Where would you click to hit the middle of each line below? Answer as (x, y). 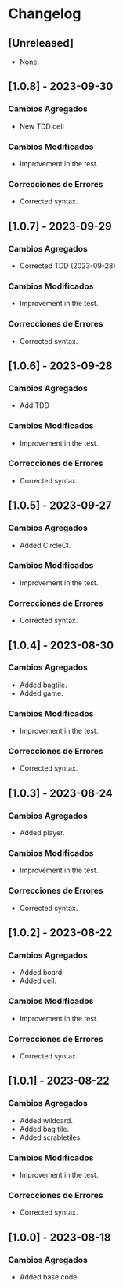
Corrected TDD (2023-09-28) (67, 266)
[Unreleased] (41, 43)
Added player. (42, 833)
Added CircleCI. (45, 545)
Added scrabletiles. (51, 1137)
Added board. (42, 973)
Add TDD (34, 405)
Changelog (45, 14)
